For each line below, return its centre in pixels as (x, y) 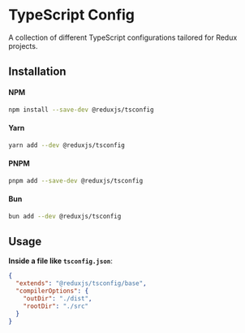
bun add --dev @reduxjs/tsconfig (65, 216)
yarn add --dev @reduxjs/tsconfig (67, 145)
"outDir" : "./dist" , (58, 299)
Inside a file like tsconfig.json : (61, 261)
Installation (37, 72)
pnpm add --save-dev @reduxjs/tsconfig (76, 180)
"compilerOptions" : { (52, 291)
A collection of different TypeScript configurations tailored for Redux (123, 37)
